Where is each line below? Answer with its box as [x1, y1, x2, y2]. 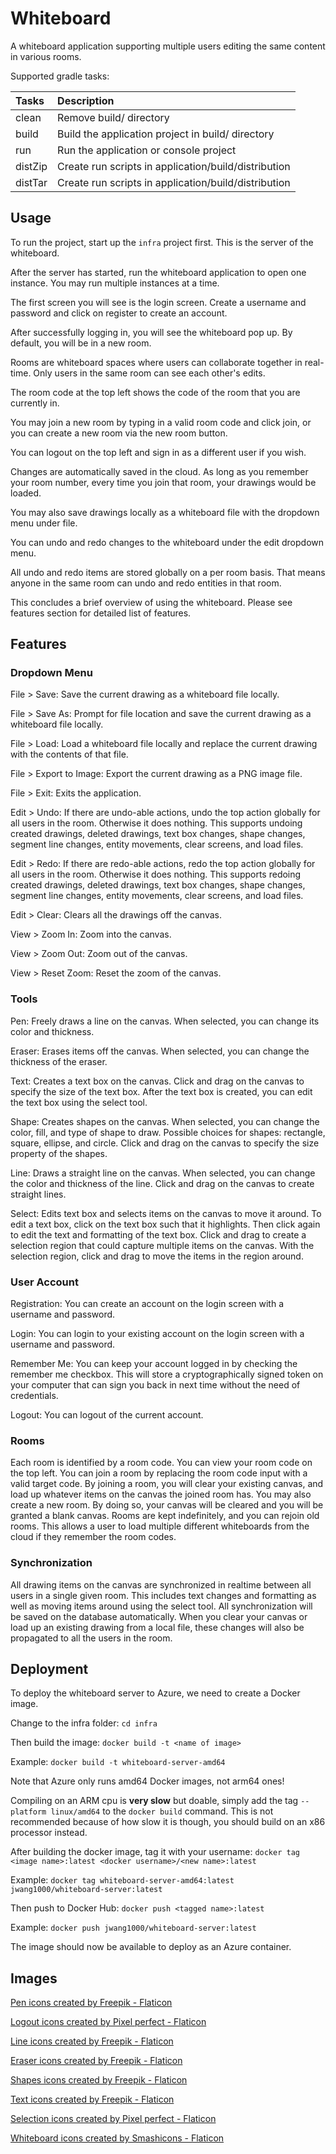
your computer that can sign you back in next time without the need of [10, 1379, 301, 1391]
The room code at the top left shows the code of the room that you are [10, 386, 301, 398]
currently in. [10, 397, 60, 409]
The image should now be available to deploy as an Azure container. [10, 1941, 292, 1953]
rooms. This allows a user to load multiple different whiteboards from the [10, 1520, 310, 1532]
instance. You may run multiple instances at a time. [10, 277, 220, 289]
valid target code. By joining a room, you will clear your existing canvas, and [10, 1478, 324, 1490]
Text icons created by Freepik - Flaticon [10, 2093, 175, 2106]
